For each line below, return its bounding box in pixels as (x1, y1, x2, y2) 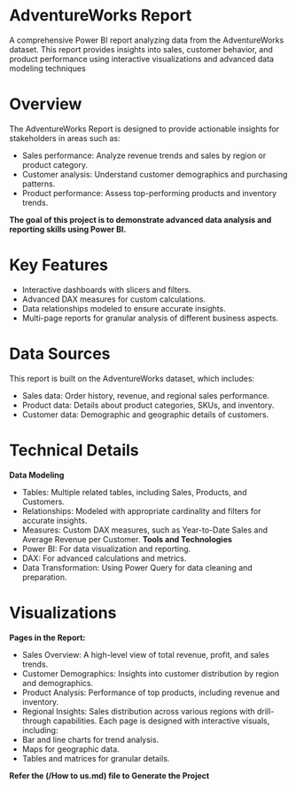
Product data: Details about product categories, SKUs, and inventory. (21, 399, 275, 410)
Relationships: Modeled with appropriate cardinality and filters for (21, 505, 261, 516)
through (21, 715, 51, 726)
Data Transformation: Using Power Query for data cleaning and (21, 562, 253, 573)
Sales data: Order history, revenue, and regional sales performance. (21, 390, 270, 400)
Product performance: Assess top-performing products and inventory (21, 187, 277, 198)
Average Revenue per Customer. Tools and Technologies (21, 533, 233, 544)
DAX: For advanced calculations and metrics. (21, 552, 187, 564)
